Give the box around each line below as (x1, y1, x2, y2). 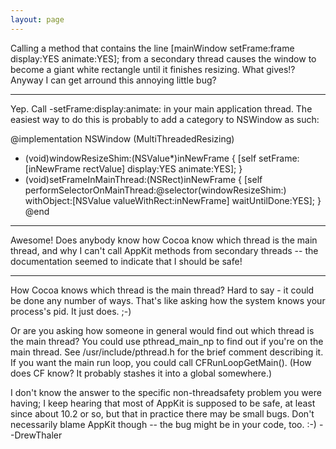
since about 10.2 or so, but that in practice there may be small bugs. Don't (10, 407, 315, 420)
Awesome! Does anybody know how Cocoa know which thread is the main (10, 234, 318, 246)
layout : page (10, 14, 65, 25)
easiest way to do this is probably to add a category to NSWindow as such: (10, 113, 320, 125)
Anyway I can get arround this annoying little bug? (10, 74, 217, 86)
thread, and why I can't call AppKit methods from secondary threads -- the (10, 244, 319, 256)
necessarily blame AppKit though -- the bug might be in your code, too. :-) (10, 418, 317, 430)
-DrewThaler (10, 429, 63, 441)
